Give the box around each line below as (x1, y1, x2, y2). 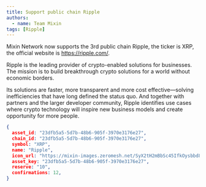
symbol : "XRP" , (12, 141, 51, 147)
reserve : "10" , (12, 164, 51, 170)
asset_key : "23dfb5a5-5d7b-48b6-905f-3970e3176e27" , (12, 158, 150, 164)
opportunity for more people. (6, 112, 80, 120)
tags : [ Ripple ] (6, 26, 45, 32)
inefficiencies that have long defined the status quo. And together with (6, 93, 185, 100)
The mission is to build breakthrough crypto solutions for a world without (6, 68, 190, 75)
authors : (6, 15, 29, 21)
